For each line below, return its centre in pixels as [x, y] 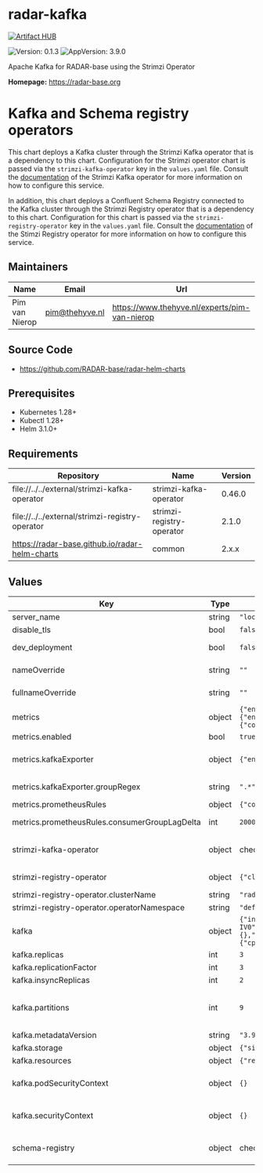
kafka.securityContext [53, 1115]
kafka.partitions [41, 1007]
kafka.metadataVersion [54, 1035]
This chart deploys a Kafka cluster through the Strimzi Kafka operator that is [131, 152]
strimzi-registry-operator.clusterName [84, 894]
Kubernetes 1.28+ [48, 412]
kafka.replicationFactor [54, 967]
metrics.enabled [42, 736]
